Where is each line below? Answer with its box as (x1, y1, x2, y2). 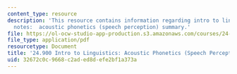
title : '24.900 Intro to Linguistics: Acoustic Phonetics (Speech (7, 50, 207, 57)
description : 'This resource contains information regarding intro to (7, 17, 219, 24)
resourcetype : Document (7, 43, 78, 50)
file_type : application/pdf (7, 37, 90, 44)
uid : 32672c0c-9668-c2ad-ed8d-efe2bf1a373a (7, 56, 138, 63)
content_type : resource (7, 10, 78, 18)
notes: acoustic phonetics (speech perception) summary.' (13, 23, 191, 30)
